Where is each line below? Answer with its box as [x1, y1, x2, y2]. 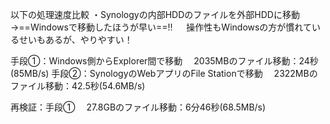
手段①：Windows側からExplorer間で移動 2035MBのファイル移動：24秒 [10, 55, 319, 67]
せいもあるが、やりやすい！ [18, 34, 133, 45]
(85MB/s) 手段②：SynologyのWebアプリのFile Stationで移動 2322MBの [10, 68, 318, 79]
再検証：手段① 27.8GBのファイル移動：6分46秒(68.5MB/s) [10, 101, 267, 113]
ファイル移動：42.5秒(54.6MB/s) [10, 80, 146, 92]
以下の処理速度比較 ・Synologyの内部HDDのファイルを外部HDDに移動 [10, 9, 300, 20]
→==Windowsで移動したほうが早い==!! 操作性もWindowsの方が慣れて [10, 21, 312, 33]
